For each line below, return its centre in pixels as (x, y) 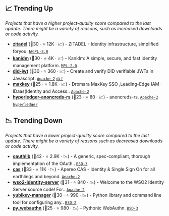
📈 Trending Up (29, 8)
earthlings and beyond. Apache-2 (46, 176)
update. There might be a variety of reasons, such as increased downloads (84, 28)
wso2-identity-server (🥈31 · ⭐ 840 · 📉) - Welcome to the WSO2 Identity (88, 182)
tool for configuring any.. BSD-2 (44, 202)
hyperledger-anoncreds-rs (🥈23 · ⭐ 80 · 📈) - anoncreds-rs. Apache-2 (85, 97)
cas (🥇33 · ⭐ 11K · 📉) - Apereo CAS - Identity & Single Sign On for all (84, 169)
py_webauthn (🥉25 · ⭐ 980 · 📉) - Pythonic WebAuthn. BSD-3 (75, 208)
